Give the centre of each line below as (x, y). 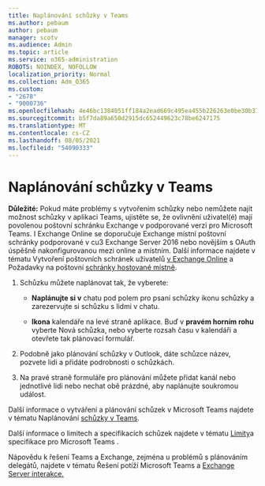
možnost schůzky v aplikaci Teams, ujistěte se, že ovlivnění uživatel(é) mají (130, 217)
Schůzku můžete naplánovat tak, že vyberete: (94, 283)
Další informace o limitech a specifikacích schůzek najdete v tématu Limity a (131, 433)
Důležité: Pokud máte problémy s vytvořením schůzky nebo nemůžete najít (131, 209)
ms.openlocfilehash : (42, 111)
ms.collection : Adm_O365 (49, 81)
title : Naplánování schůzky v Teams (68, 15)
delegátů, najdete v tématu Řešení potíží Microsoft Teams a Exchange (121, 465)
